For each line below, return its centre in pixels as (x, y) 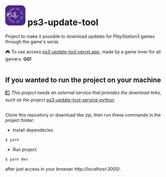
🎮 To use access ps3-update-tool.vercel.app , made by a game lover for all (83, 52)
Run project (24, 149)
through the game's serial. (32, 41)
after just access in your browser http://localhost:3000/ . (63, 169)
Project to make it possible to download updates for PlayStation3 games (80, 36)
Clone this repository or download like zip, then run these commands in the (83, 115)
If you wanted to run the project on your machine (83, 80)
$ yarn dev (17, 159)
